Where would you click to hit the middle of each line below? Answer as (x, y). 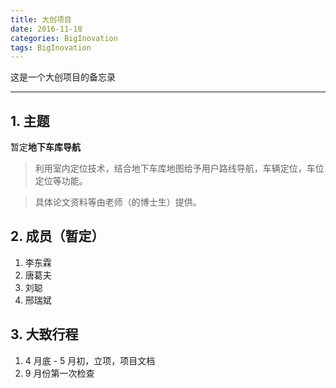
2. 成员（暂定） (57, 236)
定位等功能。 (61, 181)
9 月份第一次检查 (59, 373)
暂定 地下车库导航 (45, 147)
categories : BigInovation (64, 38)
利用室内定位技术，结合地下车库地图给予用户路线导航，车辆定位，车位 (179, 168)
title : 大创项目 (41, 19)
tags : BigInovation (51, 47)
